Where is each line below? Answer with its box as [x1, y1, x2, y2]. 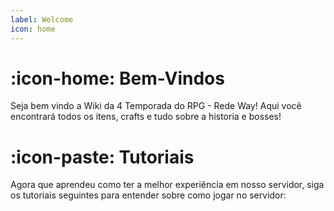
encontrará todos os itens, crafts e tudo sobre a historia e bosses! [10, 111, 282, 123]
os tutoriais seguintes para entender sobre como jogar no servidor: [10, 189, 287, 201]
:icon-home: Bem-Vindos [10, 67, 225, 90]
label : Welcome [10, 14, 74, 25]
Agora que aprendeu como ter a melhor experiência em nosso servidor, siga [10, 179, 325, 191]
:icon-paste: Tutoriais [10, 146, 195, 168]
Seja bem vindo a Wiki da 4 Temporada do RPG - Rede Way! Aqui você [10, 100, 302, 112]
